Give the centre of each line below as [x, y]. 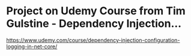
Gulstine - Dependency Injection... [94, 24]
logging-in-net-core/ [32, 46]
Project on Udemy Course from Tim [96, 11]
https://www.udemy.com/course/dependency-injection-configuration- [93, 40]
